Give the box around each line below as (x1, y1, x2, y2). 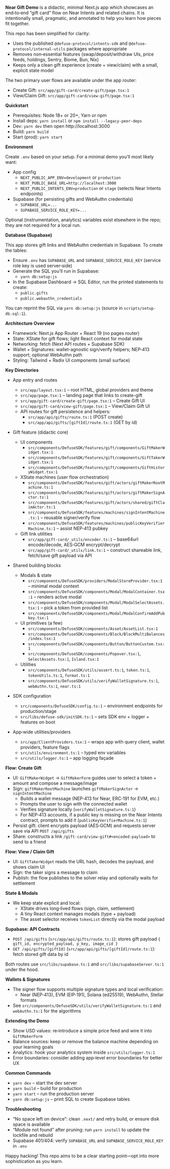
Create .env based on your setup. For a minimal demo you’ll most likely (5, 154, 154, 160)
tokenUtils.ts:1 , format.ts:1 (27, 672, 90, 678)
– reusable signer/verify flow (40, 515, 101, 520)
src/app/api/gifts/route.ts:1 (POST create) (27, 414, 123, 420)
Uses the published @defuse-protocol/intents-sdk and (12, 40, 128, 46)
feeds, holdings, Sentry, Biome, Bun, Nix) (12, 57, 99, 63)
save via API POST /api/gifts (12, 828, 74, 834)
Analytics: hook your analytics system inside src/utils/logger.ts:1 (12, 1049, 155, 1055)
